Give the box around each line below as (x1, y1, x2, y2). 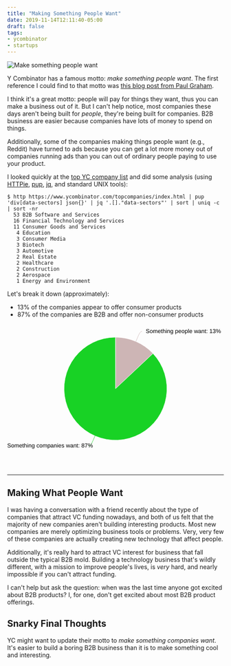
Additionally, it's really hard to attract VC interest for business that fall (7, 548, 203, 556)
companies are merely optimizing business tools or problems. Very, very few (7, 527, 224, 535)
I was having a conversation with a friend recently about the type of (7, 505, 199, 513)
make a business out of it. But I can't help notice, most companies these (7, 103, 212, 110)
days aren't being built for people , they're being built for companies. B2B (7, 109, 214, 118)
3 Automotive (16, 248, 54, 255)
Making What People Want (7, 487, 124, 499)
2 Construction (16, 266, 60, 272)
